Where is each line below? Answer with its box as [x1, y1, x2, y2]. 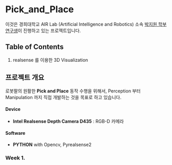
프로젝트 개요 [5, 73, 45, 82]
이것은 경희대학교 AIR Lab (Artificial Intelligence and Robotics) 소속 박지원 [5, 21, 158, 27]
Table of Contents [5, 42, 64, 52]
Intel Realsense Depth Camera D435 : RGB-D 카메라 [12, 118, 124, 124]
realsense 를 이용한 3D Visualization [12, 57, 88, 63]
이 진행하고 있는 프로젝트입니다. [17, 27, 81, 34]
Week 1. [5, 154, 26, 161]
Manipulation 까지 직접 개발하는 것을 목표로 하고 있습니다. [5, 94, 122, 100]
